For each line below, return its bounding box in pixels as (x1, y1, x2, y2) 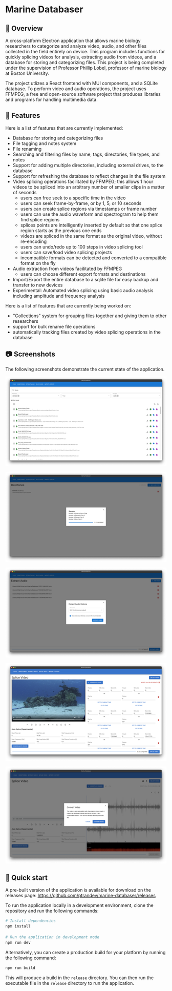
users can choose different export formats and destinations (20, 271, 146, 277)
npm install (5, 924, 31, 929)
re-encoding (20, 238, 47, 244)
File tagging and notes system (12, 140, 77, 147)
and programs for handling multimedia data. (5, 96, 98, 102)
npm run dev (5, 940, 31, 945)
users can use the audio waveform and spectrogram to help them (20, 211, 159, 217)
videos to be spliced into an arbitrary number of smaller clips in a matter (12, 183, 165, 190)
